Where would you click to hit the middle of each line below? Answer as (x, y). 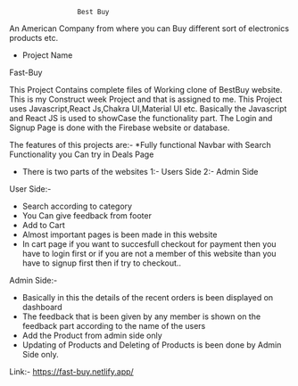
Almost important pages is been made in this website (120, 234)
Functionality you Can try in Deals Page (82, 154)
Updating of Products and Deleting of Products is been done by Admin (152, 345)
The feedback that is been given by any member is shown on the (141, 316)
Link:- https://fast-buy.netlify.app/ (71, 372)
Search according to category (77, 206)
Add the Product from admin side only (92, 335)
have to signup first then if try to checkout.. (101, 263)
